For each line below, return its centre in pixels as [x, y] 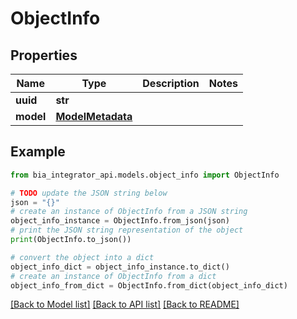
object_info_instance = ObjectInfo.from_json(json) [120, 221]
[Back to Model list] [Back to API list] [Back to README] [125, 304]
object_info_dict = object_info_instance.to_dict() [120, 267]
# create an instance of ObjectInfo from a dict [113, 276]
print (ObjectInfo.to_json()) [71, 240]
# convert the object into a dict [82, 257]
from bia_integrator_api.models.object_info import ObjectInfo [145, 175]
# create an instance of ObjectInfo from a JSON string [129, 212]
